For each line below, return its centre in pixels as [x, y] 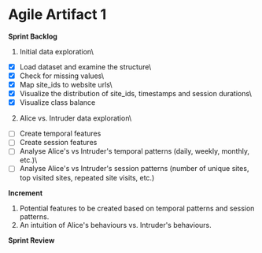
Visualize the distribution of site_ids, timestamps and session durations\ [135, 94]
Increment [26, 193]
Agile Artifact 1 [57, 15]
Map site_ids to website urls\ [66, 85]
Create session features [58, 143]
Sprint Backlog [33, 36]
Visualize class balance [57, 102]
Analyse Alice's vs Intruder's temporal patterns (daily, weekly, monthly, [135, 151]
